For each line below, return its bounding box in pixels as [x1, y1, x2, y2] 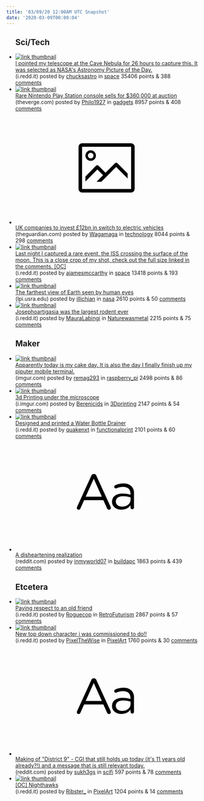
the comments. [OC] [15, 262, 67, 270]
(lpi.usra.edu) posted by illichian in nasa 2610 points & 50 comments [15, 295, 186, 302]
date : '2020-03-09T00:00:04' [6, 15, 80, 21]
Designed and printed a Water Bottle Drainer [15, 419, 126, 427]
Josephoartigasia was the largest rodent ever [15, 308, 129, 315]
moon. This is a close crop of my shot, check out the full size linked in [15, 256, 190, 264]
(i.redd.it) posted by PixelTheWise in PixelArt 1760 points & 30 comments [15, 637, 198, 644]
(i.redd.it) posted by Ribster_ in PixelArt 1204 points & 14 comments [15, 788, 183, 795]
